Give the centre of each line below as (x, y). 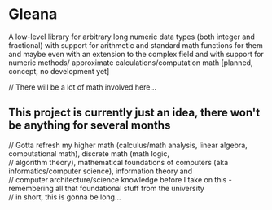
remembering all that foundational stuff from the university (107, 188)
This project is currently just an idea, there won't (134, 113)
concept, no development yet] (59, 71)
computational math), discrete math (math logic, (89, 153)
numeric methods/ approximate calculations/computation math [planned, (131, 63)
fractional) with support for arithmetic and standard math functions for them (136, 45)
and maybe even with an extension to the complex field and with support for (136, 54)
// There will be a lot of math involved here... (83, 87)
